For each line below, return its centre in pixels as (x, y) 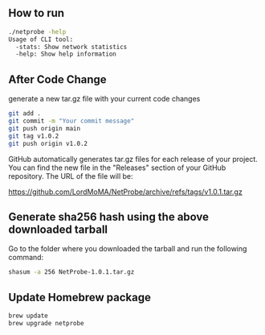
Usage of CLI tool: (41, 39)
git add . (25, 114)
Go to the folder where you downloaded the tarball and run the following (128, 249)
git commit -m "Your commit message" (71, 121)
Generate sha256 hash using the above (109, 217)
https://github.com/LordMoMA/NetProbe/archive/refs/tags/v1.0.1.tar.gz (125, 192)
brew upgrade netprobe (46, 323)
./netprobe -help (37, 31)
